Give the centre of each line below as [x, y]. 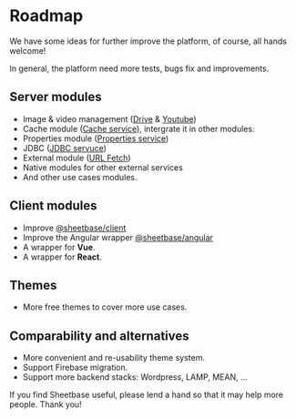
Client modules [53, 206]
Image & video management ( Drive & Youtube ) [110, 118]
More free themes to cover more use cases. [105, 307]
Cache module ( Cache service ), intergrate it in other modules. [138, 128]
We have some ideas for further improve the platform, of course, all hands [148, 41]
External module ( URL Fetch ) [77, 158]
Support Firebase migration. [75, 368]
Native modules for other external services [103, 167]
